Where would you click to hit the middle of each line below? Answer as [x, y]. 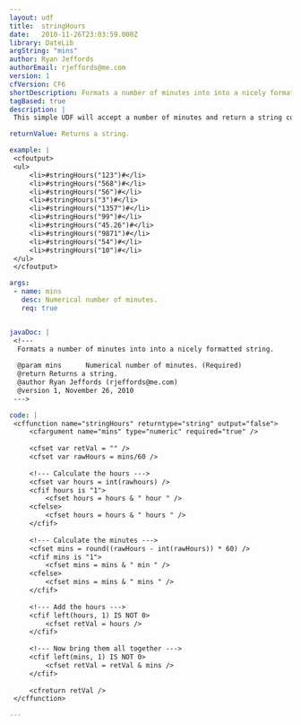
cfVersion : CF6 [38, 84]
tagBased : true [38, 101]
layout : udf [31, 17]
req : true [39, 308]
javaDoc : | [30, 332]
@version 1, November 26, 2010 [76, 390]
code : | [24, 415]
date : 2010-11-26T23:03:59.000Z [74, 34]
